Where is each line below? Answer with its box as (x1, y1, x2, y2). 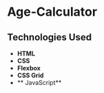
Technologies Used (7, 31, 92, 43)
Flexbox (17, 64, 41, 72)
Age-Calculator (7, 4, 98, 20)
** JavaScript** (17, 79, 62, 86)
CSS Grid (17, 71, 44, 79)
